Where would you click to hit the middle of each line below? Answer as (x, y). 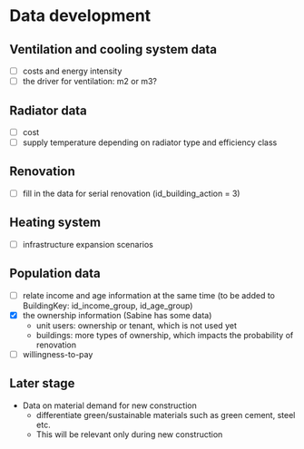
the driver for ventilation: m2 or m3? (89, 82)
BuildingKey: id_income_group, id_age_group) (108, 306)
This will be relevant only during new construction (129, 434)
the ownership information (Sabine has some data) (117, 315)
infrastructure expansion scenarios (88, 244)
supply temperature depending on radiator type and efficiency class (150, 142)
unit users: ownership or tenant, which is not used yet (137, 325)
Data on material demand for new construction (109, 405)
